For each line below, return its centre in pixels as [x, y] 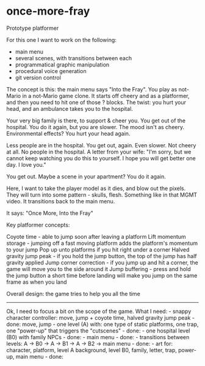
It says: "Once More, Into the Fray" [50, 213]
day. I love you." [27, 164]
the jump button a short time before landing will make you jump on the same [102, 275]
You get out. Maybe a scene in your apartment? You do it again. [86, 176]
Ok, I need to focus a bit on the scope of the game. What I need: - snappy [99, 311]
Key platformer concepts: [38, 225]
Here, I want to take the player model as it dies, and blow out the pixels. [96, 188]
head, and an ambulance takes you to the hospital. [70, 108]
